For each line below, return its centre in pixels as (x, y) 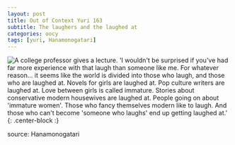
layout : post (27, 14)
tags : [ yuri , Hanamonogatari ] (52, 40)
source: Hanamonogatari (44, 134)
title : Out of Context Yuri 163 (55, 21)
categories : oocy (33, 34)
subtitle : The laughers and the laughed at (73, 27)
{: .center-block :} (33, 120)
